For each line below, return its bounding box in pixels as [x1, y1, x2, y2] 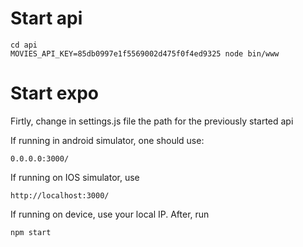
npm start [10, 227, 52, 237]
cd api [10, 40, 38, 50]
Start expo [10, 82, 99, 105]
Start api [10, 7, 83, 30]
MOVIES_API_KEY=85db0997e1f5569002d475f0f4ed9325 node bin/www [10, 48, 280, 59]
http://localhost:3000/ [10, 190, 110, 201]
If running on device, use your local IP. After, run [10, 208, 210, 220]
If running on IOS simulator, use [10, 171, 140, 183]
